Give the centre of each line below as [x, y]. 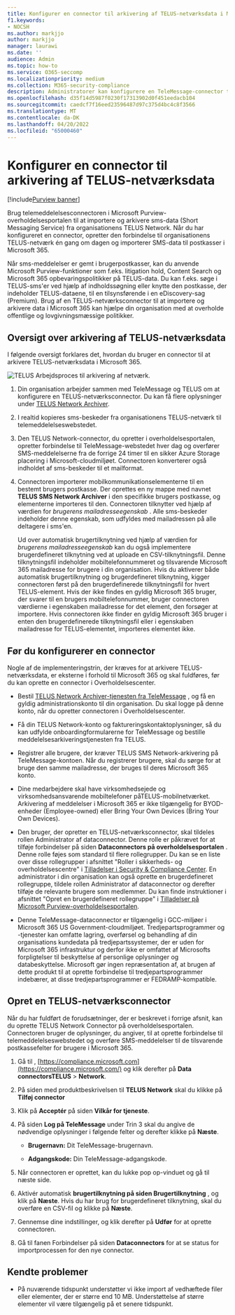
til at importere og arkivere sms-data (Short [136, 220]
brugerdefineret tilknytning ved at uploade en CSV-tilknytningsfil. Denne [121, 555]
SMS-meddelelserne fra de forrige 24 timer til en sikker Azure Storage [119, 453]
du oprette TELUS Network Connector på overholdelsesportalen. [101, 1026]
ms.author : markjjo [36, 33]
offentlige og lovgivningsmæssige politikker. [71, 316]
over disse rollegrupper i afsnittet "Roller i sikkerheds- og [100, 861]
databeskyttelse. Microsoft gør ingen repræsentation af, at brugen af [116, 964]
